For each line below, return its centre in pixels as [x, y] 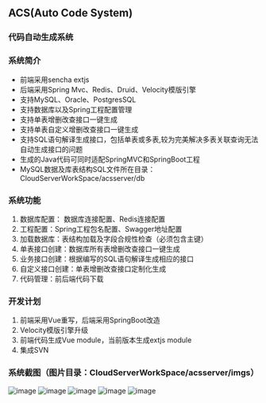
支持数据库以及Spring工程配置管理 [76, 109]
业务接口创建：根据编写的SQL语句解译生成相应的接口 [107, 259]
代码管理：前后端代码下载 [62, 279]
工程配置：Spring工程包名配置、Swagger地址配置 [101, 229]
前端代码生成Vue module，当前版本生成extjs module [106, 340]
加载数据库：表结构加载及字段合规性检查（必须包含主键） [114, 239]
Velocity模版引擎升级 [54, 331]
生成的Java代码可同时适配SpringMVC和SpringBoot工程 [110, 159]
